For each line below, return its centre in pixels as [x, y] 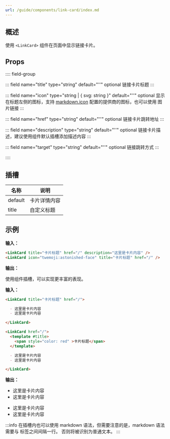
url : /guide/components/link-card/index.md [52, 10]
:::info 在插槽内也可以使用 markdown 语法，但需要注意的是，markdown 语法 [85, 425]
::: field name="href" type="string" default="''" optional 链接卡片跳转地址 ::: [85, 119]
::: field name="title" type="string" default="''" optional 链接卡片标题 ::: [80, 84]
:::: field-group [20, 74]
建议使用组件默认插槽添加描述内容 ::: [53, 137]
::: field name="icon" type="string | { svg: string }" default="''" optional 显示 [85, 96]
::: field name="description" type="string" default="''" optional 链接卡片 [81, 130]
